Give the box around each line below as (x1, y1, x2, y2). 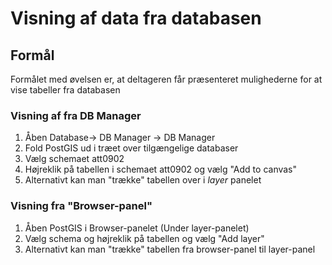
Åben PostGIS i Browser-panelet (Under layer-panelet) (24, 222, 250, 234)
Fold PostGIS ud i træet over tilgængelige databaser (24, 142, 239, 154)
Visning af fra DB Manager (10, 108, 142, 122)
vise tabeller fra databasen (10, 84, 121, 96)
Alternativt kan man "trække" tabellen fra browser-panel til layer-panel (24, 243, 316, 255)
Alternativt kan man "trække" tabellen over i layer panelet (24, 174, 262, 186)
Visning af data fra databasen (10, 7, 262, 30)
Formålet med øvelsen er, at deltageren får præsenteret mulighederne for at (10, 73, 323, 85)
